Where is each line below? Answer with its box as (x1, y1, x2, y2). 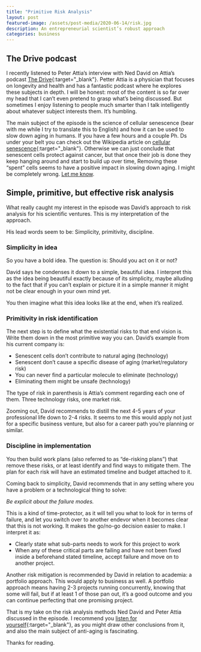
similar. (6, 427, 24, 434)
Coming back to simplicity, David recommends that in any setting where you (6, 480, 194, 487)
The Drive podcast (6, 53, 77, 64)
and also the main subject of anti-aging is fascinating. (6, 627, 139, 635)
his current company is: (6, 341, 65, 348)
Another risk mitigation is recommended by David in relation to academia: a (6, 571, 192, 578)
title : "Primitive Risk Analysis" (6, 8, 93, 15)
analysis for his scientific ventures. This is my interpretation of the (6, 210, 169, 217)
